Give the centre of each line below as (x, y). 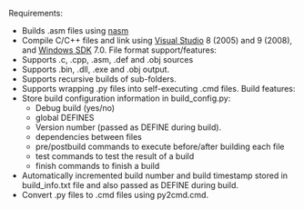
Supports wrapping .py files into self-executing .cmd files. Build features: (158, 89)
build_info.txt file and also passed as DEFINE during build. (130, 185)
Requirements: (35, 13)
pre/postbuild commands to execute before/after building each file (160, 146)
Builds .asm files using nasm (75, 30)
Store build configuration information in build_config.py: (126, 98)
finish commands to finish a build (97, 166)
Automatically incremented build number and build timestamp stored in (155, 175)
